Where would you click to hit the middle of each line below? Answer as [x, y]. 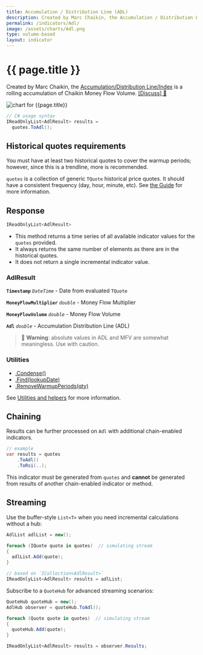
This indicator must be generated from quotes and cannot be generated [96, 477]
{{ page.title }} [43, 70]
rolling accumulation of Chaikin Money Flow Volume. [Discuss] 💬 [87, 93]
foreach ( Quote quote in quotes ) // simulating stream [78, 618]
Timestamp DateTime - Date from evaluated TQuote [67, 291]
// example [20, 449]
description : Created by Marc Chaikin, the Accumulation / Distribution [100, 18]
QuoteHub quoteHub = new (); [42, 602]
